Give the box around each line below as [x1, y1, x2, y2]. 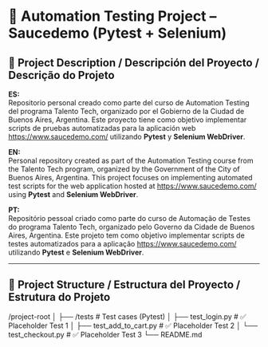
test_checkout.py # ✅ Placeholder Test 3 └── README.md [8, 329, 203, 339]
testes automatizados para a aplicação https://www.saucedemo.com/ [8, 239, 237, 248]
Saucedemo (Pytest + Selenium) [8, 24, 227, 42]
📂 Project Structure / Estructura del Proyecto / [8, 278, 241, 292]
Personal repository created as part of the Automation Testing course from [8, 156, 254, 165]
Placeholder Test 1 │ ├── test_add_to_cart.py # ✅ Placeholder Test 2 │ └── [8, 321, 258, 330]
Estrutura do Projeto [8, 290, 111, 304]
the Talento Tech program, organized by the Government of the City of [8, 164, 241, 174]
